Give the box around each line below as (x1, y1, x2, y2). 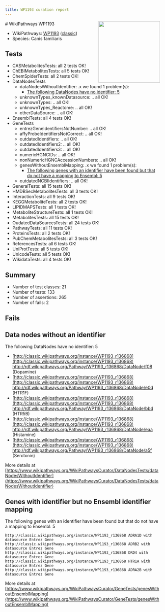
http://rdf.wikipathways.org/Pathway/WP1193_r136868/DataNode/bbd (12, 406, 154, 411)
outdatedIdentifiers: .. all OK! (19, 136, 78, 142)
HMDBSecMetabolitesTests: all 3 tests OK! (12, 188, 98, 195)
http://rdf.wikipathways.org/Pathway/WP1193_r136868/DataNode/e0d (12, 385, 154, 391)
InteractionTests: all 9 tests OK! (12, 194, 75, 200)
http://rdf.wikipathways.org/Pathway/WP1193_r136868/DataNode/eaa (12, 427, 153, 433)
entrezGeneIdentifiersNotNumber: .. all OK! (19, 126, 107, 132)
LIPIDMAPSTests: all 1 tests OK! (12, 204, 76, 210)
